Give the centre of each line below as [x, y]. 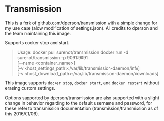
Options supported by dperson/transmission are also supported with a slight [82, 98]
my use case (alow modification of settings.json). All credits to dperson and [82, 28]
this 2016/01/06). [22, 113]
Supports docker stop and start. [37, 42]
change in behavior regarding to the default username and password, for [79, 103]
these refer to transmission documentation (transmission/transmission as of [82, 108]
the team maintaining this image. [38, 33]
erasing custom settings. [30, 88]
